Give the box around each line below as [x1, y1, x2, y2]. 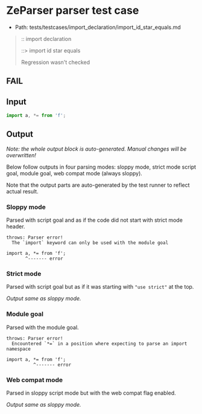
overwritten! [6, 151, 36, 158]
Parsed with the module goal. [6, 324, 80, 331]
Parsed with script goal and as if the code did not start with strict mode [6, 216, 183, 224]
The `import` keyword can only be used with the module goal [11, 240, 169, 246]
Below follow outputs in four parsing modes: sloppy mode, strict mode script [6, 163, 197, 171]
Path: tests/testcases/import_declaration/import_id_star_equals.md [14, 24, 181, 31]
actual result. [6, 187, 39, 195]
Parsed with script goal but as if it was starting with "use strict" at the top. [6, 283, 194, 290]
